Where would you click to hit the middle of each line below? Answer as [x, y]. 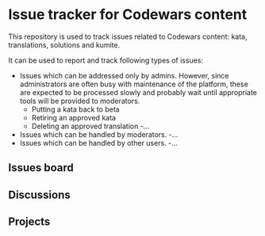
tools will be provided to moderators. [80, 101]
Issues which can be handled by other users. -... [99, 143]
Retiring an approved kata [74, 117]
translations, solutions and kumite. [64, 44]
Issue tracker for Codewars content [128, 15]
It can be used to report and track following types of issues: [106, 60]
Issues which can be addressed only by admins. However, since [124, 75]
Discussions [39, 194]
